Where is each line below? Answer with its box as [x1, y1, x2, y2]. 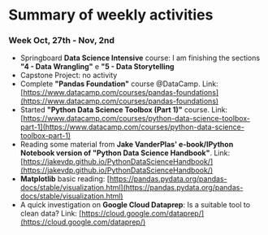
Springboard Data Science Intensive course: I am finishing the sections [19, 53, 261, 63]
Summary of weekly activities [8, 6, 214, 24]
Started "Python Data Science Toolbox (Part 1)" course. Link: [19, 105, 228, 115]
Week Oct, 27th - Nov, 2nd [8, 35, 115, 46]
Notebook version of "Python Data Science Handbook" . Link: [19, 148, 230, 158]
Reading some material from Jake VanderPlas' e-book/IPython [19, 140, 234, 150]
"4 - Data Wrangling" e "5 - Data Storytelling [19, 62, 175, 72]
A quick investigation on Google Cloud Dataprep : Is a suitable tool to [19, 200, 250, 210]
